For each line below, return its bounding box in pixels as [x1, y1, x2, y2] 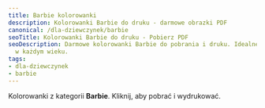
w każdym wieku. [15, 48, 69, 56]
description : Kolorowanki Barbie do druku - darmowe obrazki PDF [8, 19, 227, 27]
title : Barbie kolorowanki [8, 11, 97, 20]
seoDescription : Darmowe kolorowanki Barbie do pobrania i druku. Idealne [8, 41, 259, 49]
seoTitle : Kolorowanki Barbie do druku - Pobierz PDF [8, 33, 189, 41]
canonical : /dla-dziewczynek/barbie [8, 26, 129, 34]
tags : [8, 56, 26, 63]
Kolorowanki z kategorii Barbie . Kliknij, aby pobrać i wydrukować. [8, 91, 221, 100]
